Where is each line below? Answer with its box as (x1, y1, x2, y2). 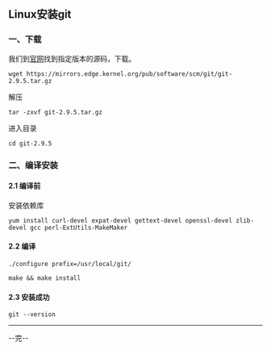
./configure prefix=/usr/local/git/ (8, 260, 131, 269)
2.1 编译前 (8, 181, 41, 191)
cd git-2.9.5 (8, 140, 52, 148)
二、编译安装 (8, 160, 59, 171)
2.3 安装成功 (8, 292, 50, 302)
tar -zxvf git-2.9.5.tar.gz (8, 108, 103, 116)
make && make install (8, 274, 81, 282)
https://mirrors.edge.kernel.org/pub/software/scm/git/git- (26, 69, 232, 78)
